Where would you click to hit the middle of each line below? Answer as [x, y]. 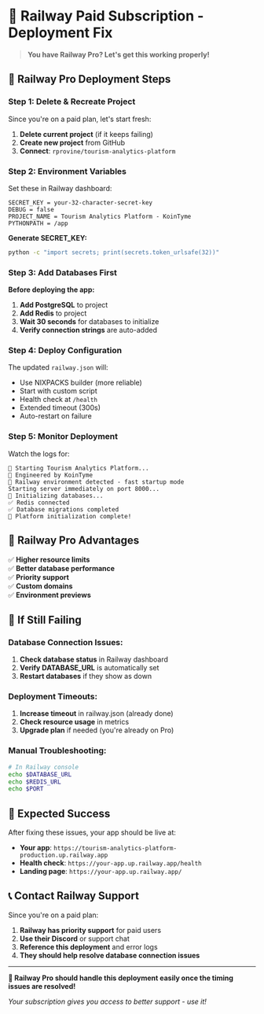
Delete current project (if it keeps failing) [86, 134]
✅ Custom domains [40, 586]
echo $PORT [26, 789]
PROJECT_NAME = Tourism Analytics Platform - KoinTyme [100, 216]
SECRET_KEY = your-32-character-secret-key [81, 203]
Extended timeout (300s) [60, 407]
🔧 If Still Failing [45, 619]
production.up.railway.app [64, 855]
